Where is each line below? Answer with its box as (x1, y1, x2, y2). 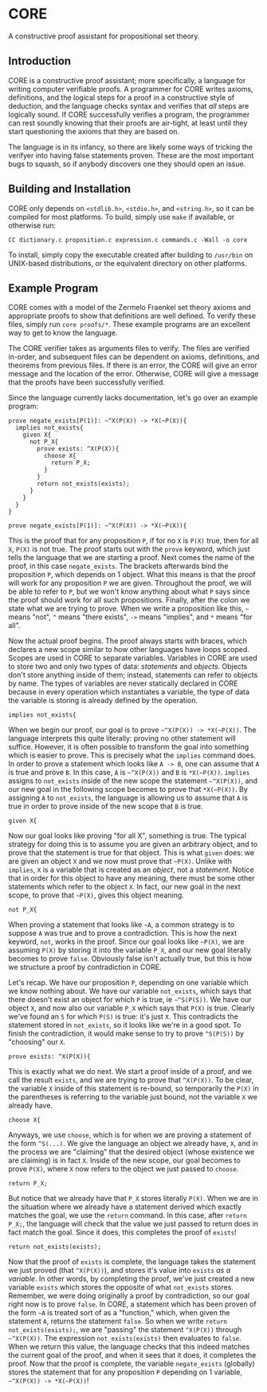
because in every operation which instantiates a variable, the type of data (8, 687, 249, 697)
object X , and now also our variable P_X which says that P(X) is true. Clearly (8, 1004, 255, 1013)
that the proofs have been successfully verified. (8, 377, 166, 388)
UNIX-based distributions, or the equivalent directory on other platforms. (8, 258, 247, 268)
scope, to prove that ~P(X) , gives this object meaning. (8, 890, 185, 900)
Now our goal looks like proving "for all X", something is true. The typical (8, 831, 247, 841)
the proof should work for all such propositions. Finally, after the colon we (8, 595, 250, 605)
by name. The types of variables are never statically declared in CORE (8, 678, 238, 688)
